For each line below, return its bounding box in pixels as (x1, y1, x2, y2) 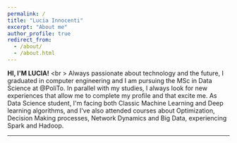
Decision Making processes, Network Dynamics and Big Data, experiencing (7, 113, 227, 122)
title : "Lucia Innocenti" (7, 17, 83, 24)
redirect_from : (7, 37, 52, 44)
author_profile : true (7, 30, 71, 37)
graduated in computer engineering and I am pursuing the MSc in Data (7, 76, 213, 85)
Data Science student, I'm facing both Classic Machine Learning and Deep (7, 99, 224, 107)
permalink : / (7, 10, 46, 18)
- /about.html (13, 50, 55, 57)
